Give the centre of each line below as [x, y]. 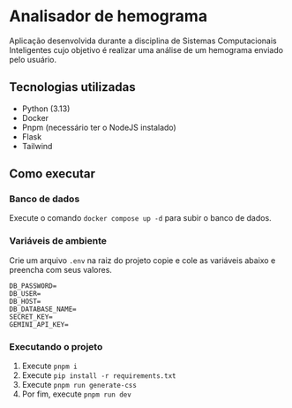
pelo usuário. [33, 59]
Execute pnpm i [49, 366]
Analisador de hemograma [109, 16]
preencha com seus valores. [61, 269]
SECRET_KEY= [31, 317]
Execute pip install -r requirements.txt [99, 375]
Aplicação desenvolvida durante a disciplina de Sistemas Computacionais [143, 41]
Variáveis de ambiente [58, 241]
